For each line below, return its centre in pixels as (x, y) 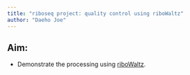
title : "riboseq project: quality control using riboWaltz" (96, 13)
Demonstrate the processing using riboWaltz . (82, 64)
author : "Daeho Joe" (37, 20)
